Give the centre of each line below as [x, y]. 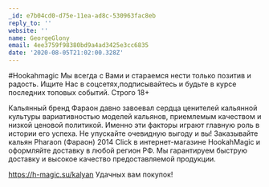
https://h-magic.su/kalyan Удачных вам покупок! [91, 174]
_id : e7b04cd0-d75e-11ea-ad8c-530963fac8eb [82, 16]
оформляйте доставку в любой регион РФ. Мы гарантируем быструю [128, 150]
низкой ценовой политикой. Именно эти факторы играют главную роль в [134, 125]
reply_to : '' [30, 23]
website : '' [28, 30]
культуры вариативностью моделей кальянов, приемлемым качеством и [135, 116]
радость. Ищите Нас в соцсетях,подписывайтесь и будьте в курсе [122, 84]
